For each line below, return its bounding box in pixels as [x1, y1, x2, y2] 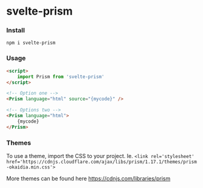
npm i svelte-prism [6, 40, 56, 46]
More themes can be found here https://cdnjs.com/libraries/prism [6, 175, 171, 182]
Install [6, 26, 26, 35]
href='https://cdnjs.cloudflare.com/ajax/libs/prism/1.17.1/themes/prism [6, 159, 198, 165]
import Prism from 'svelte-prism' [17, 73, 105, 80]
